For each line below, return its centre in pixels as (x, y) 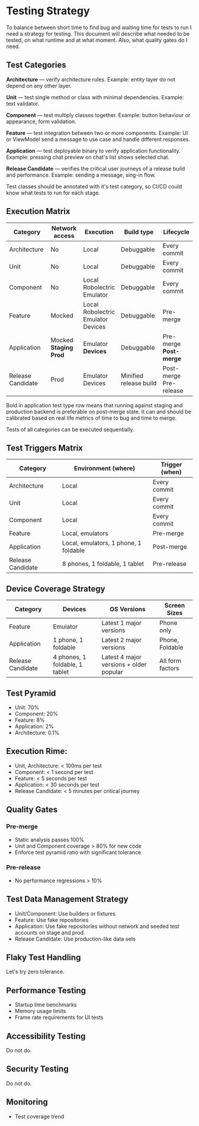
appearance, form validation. (41, 121)
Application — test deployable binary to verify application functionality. (93, 150)
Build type (139, 232)
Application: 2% (34, 726)
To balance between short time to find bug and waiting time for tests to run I (99, 27)
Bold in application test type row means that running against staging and (94, 405)
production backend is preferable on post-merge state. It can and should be (99, 411)
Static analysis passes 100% (49, 839)
